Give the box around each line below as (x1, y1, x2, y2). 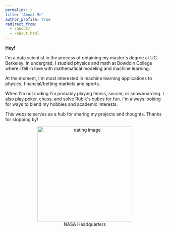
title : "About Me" (5, 12, 44, 17)
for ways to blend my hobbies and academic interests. (5, 101, 118, 107)
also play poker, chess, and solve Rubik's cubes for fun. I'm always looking (5, 96, 161, 102)
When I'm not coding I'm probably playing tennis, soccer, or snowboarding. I (5, 91, 164, 96)
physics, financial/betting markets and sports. (5, 81, 100, 87)
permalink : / (5, 7, 33, 13)
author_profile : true (5, 17, 51, 22)
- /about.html (10, 31, 39, 36)
